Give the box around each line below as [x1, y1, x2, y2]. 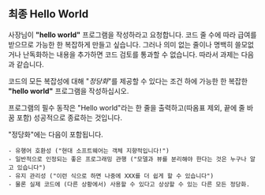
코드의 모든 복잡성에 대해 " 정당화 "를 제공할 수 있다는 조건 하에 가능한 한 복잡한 [8, 76, 248, 85]
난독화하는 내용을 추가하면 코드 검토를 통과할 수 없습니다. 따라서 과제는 [22, 50, 240, 59]
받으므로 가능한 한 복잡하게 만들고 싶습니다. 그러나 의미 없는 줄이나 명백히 [8, 39, 233, 49]
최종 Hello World [8, 7, 89, 21]
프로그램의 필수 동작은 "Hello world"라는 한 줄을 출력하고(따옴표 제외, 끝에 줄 [8, 103, 246, 112]
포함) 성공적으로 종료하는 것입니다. [16, 113, 122, 122]
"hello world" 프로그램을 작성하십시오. [8, 86, 129, 96]
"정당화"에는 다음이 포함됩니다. [8, 129, 104, 139]
